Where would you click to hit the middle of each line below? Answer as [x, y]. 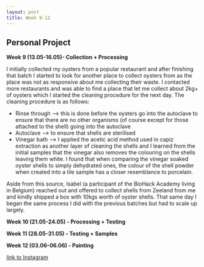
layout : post [23, 12]
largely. [16, 210]
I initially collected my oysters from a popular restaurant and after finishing [100, 69]
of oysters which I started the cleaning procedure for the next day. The [95, 95]
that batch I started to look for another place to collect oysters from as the [99, 76]
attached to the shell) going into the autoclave [73, 127]
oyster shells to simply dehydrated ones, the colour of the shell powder [104, 165]
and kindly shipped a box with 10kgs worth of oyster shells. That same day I [101, 197]
